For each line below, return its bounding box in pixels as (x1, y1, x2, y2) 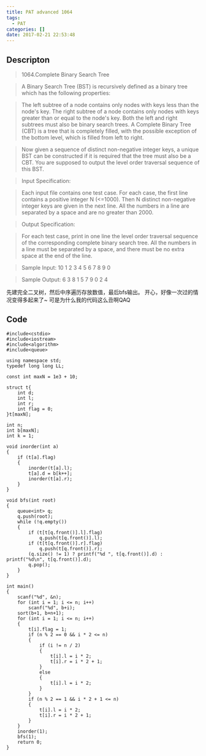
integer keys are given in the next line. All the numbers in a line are (21, 202, 189, 209)
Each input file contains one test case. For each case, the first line (21, 189, 188, 197)
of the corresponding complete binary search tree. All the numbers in (21, 239, 197, 246)
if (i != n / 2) (39, 642, 81, 649)
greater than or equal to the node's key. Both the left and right (21, 114, 178, 122)
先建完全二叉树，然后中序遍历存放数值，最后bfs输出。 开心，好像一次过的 (6, 288, 193, 295)
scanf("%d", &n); (17, 594, 62, 600)
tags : (6, 15, 20, 21)
